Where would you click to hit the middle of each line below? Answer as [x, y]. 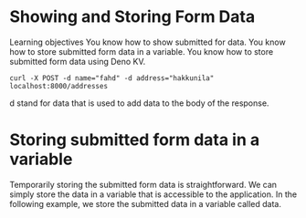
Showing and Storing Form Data [132, 17]
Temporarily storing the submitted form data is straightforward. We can [143, 184]
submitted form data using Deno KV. [78, 61]
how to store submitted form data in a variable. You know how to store [142, 51]
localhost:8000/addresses [58, 86]
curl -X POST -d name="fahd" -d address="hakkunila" [112, 78]
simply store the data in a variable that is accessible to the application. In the [153, 194]
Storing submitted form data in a [135, 140]
